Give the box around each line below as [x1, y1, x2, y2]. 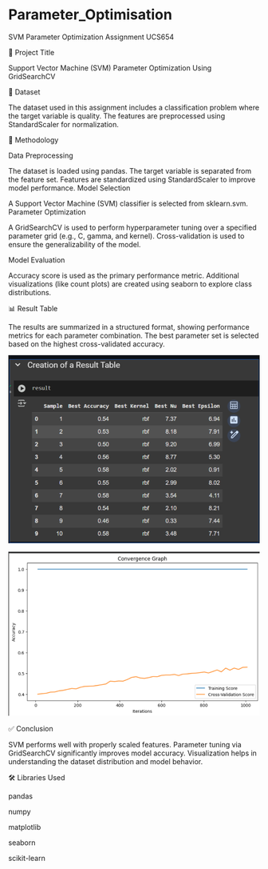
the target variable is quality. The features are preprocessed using [8, 110, 226, 121]
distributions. [8, 287, 52, 297]
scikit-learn [8, 854, 45, 863]
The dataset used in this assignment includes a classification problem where [8, 102, 260, 112]
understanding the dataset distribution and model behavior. [8, 757, 203, 767]
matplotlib [8, 823, 41, 832]
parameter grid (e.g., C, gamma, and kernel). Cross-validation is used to [8, 230, 245, 241]
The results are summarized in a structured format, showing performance [8, 322, 250, 331]
